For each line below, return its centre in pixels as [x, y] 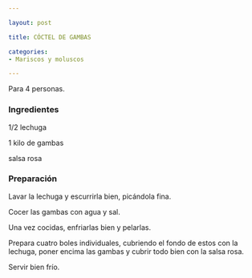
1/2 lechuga [27, 127]
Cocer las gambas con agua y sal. [64, 212]
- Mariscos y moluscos [46, 59]
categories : [28, 52]
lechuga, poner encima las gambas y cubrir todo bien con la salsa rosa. [126, 251]
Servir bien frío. [34, 267]
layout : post [30, 22]
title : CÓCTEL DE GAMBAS [50, 37]
